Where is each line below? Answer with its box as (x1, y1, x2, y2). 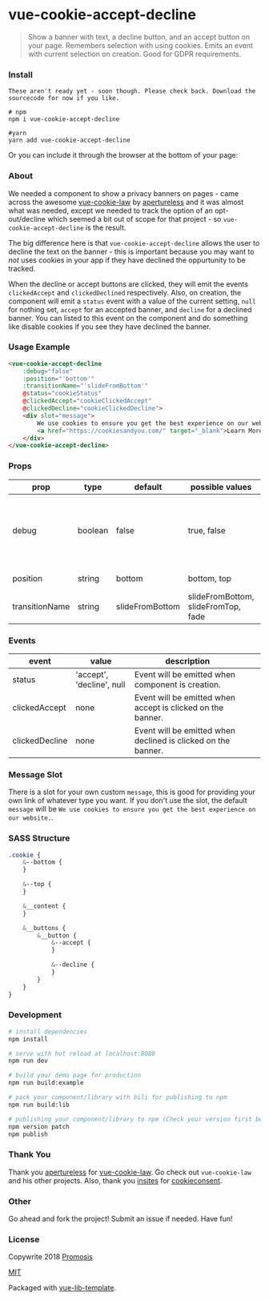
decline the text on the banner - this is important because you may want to (8, 247, 255, 256)
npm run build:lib (8, 1101, 70, 1109)
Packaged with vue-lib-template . (8, 1283, 117, 1293)
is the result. (85, 223, 126, 232)
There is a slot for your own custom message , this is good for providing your (8, 787, 256, 797)
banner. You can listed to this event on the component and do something (8, 313, 248, 323)
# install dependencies (8, 1027, 88, 1036)
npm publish (8, 1130, 48, 1138)
